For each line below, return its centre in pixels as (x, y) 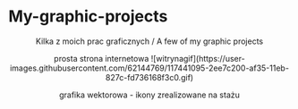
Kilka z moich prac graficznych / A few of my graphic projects (149, 41)
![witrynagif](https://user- (198, 58)
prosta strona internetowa (102, 58)
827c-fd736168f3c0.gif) (149, 77)
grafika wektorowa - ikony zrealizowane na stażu (149, 95)
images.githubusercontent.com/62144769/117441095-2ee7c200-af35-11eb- (149, 68)
